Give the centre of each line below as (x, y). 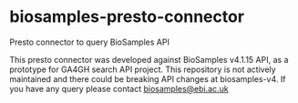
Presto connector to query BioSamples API (90, 42)
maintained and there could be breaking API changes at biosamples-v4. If (148, 78)
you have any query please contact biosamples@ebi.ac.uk (119, 88)
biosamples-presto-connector (127, 17)
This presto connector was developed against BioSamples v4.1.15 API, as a (149, 59)
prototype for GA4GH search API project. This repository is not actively (143, 69)
